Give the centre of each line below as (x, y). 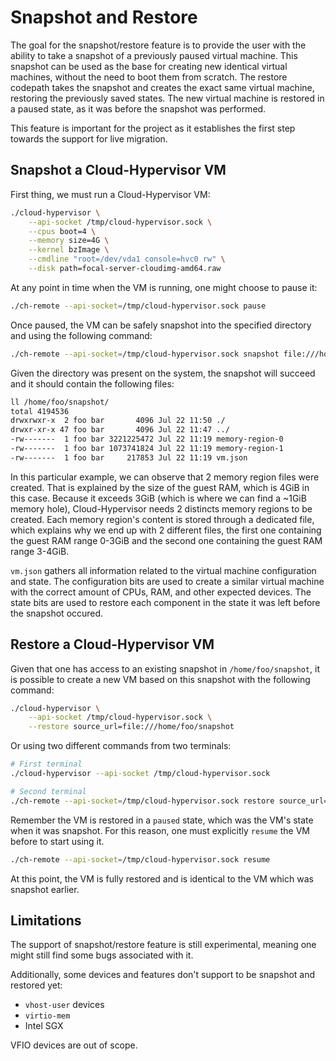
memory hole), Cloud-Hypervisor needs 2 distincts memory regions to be (161, 508)
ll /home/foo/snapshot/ (60, 402)
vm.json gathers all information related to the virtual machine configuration (163, 570)
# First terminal (46, 764)
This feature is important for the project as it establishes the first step (153, 128)
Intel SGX (44, 1026)
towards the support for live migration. (89, 138)
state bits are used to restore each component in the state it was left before (165, 602)
